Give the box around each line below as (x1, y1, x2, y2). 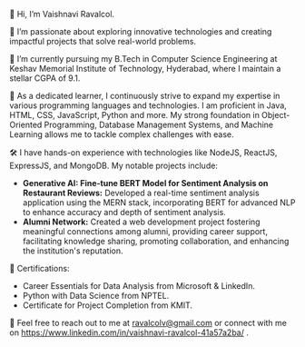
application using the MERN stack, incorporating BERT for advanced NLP (22, 197, 296, 208)
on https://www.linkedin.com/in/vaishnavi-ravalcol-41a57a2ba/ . (9, 327, 250, 338)
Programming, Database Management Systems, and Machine (44, 119, 274, 130)
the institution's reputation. (22, 245, 124, 256)
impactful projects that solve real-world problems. (9, 36, 197, 46)
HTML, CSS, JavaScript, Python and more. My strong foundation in (9, 110, 261, 120)
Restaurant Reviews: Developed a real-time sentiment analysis (22, 187, 261, 198)
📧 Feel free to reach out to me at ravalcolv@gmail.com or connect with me (9, 318, 288, 328)
